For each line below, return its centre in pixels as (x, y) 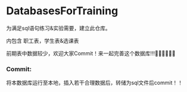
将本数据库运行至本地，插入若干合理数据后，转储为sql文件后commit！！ (95, 83)
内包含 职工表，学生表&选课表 (43, 40)
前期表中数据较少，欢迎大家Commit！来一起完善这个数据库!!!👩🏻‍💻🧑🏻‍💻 (91, 53)
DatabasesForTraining (62, 11)
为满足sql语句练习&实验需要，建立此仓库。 (59, 28)
